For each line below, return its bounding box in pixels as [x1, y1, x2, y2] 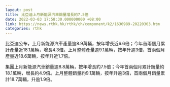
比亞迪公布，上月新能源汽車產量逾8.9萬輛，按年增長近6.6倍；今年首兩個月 [5, 41, 161, 47]
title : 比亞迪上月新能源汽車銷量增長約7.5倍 [5, 12, 89, 17]
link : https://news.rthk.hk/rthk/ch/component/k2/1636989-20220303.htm [5, 21, 160, 27]
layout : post [5, 7, 33, 13]
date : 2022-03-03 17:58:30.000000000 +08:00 [5, 17, 101, 22]
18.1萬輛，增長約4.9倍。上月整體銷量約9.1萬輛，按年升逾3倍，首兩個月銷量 [5, 70, 161, 76]
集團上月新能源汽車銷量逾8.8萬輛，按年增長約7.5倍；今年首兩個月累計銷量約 [5, 64, 165, 70]
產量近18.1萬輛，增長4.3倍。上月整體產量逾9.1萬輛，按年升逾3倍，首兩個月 [9, 47, 165, 53]
